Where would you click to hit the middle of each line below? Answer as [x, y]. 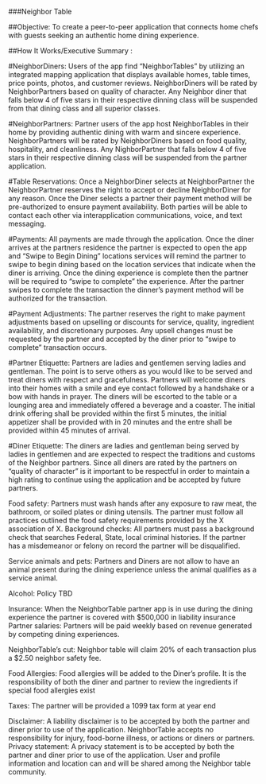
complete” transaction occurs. [58, 347]
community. [27, 772]
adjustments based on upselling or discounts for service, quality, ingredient [131, 322]
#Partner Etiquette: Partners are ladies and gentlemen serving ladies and [127, 363]
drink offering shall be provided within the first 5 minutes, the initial [118, 413]
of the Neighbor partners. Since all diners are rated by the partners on [123, 463]
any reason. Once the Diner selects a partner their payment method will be [130, 198]
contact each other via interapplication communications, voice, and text [125, 215]
